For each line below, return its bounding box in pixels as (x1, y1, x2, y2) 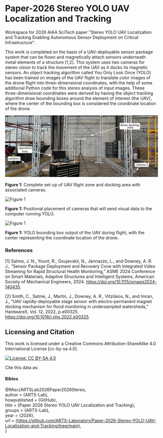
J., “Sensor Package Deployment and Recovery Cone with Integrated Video (5, 263, 156, 269)
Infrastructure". (5, 39, 35, 45)
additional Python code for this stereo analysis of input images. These (5, 85, 145, 91)
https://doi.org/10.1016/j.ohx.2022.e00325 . (5, 314, 90, 320)
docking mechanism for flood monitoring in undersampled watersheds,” (5, 304, 149, 309)
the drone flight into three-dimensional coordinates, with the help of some (5, 80, 153, 85)
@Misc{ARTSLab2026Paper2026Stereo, (5, 387, 86, 392)
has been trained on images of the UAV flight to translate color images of (5, 75, 151, 81)
